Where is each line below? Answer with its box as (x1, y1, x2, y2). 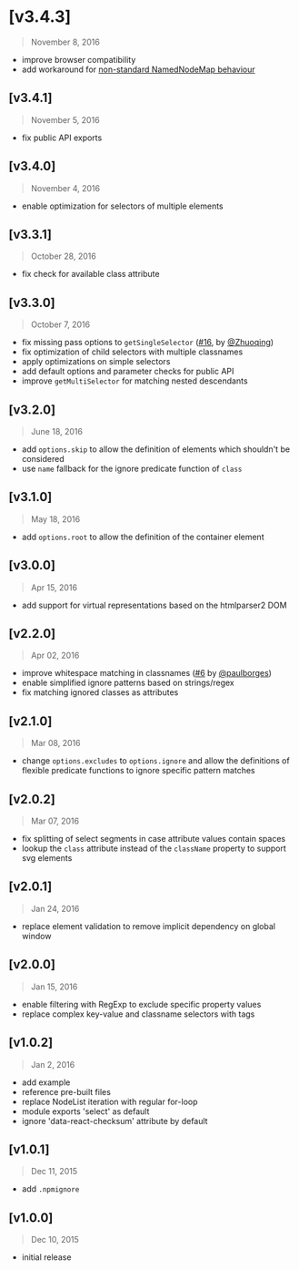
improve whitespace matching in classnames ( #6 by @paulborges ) (21, 668, 272, 679)
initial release (21, 1252, 72, 1263)
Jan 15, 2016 (30, 981, 78, 992)
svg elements (21, 853, 73, 864)
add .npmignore (21, 1183, 80, 1194)
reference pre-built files (21, 1086, 111, 1097)
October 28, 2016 (30, 251, 96, 261)
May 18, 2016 (30, 513, 81, 525)
